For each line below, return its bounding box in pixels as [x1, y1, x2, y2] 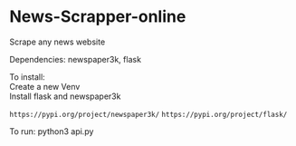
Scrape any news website [9, 36, 106, 47]
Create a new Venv [9, 81, 81, 92]
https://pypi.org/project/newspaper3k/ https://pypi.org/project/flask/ [9, 110, 288, 119]
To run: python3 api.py [9, 125, 94, 137]
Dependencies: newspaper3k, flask [9, 54, 142, 64]
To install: [9, 71, 45, 83]
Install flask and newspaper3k [9, 91, 121, 102]
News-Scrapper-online [9, 6, 186, 27]
